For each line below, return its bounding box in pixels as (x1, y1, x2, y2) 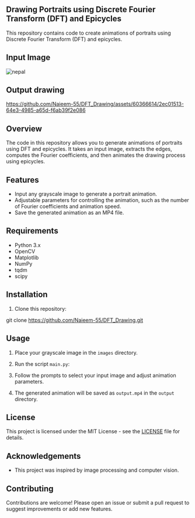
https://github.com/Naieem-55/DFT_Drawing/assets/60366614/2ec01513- (6, 101, 184, 108)
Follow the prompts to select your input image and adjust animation (14, 372, 176, 379)
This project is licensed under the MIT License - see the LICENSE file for (6, 428, 180, 435)
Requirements (6, 226, 58, 236)
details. (6, 434, 24, 441)
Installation (6, 290, 48, 300)
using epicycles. (6, 158, 46, 165)
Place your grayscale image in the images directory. (14, 349, 138, 356)
